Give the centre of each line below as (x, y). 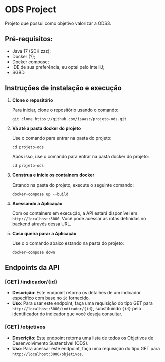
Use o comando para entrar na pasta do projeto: (62, 138)
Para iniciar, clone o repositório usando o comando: (65, 110)
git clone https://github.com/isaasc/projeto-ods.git (69, 119)
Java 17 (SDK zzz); (31, 51)
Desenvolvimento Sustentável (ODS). (50, 343)
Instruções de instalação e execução (63, 88)
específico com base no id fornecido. (51, 298)
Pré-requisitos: (29, 39)
